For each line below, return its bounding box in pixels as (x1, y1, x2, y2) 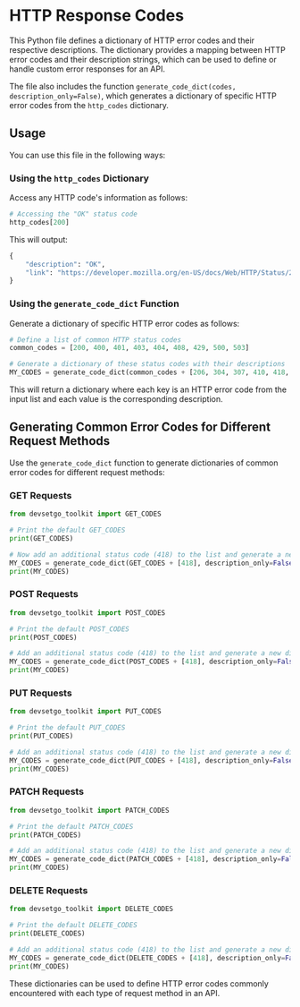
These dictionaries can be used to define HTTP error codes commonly (9, 977, 270, 989)
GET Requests (9, 489, 72, 501)
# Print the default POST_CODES (9, 624, 129, 634)
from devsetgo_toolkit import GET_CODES (9, 509, 162, 519)
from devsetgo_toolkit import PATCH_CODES (9, 806, 170, 815)
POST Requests (9, 588, 79, 601)
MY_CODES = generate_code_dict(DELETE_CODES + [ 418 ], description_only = (9, 953, 286, 962)
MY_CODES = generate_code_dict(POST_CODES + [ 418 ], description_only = (9, 657, 278, 667)
